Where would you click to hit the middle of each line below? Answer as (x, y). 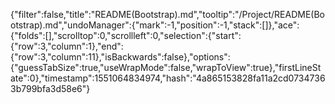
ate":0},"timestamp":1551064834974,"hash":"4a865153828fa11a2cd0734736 (168, 78)
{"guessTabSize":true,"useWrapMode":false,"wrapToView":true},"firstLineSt (166, 67)
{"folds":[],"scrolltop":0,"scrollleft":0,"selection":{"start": (126, 35)
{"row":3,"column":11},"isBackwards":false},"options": (120, 57)
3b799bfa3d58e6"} (50, 88)
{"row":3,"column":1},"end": (67, 46)
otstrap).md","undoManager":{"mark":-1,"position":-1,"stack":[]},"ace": (155, 25)
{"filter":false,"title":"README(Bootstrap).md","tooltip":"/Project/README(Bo (168, 14)
